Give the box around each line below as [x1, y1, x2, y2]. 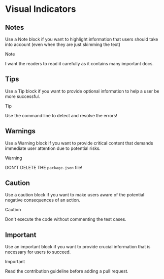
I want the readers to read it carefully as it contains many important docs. [5, 61, 154, 66]
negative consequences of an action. [5, 197, 80, 203]
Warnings [5, 127, 36, 136]
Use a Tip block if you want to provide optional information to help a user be [5, 88, 160, 94]
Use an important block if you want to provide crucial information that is [5, 244, 151, 250]
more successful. [5, 93, 40, 99]
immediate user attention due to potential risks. [5, 145, 101, 151]
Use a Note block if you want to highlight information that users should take [5, 36, 159, 42]
